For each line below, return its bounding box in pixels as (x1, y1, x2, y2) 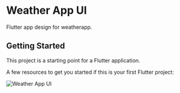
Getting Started (6, 41, 65, 51)
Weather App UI (6, 4, 87, 17)
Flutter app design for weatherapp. (6, 23, 92, 31)
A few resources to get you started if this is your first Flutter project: (6, 68, 174, 76)
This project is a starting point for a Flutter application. (6, 56, 140, 64)
